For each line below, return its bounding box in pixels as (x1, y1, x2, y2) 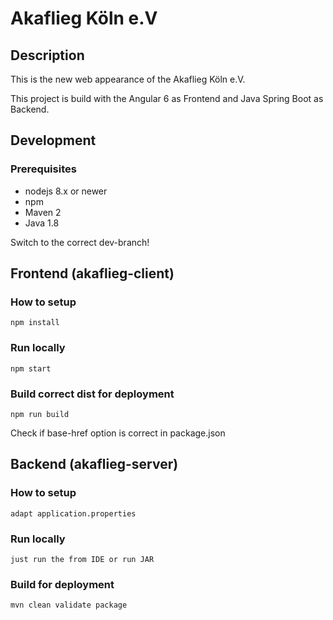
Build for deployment (10, 577, 115, 591)
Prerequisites (10, 162, 77, 176)
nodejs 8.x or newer (24, 185, 108, 197)
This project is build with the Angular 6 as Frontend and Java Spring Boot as (10, 93, 324, 104)
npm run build (10, 409, 70, 419)
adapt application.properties (10, 508, 137, 519)
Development (10, 132, 97, 149)
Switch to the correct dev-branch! (10, 236, 150, 248)
